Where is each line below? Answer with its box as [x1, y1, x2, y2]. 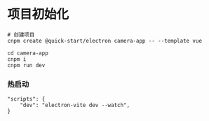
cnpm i [7, 55, 27, 63]
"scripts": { [7, 96, 46, 103]
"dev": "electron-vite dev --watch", [20, 102, 130, 109]
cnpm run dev [7, 62, 46, 69]
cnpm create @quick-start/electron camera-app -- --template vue [7, 37, 202, 44]
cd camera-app [7, 50, 49, 57]
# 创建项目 [7, 31, 35, 38]
